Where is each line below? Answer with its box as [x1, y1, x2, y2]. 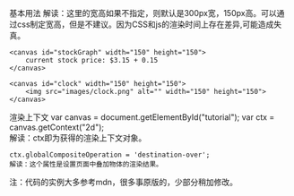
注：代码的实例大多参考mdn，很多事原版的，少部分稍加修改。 [9, 177, 238, 187]
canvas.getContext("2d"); [9, 122, 105, 132]
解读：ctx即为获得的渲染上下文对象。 [9, 132, 147, 143]
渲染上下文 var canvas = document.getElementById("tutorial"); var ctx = [9, 112, 275, 123]
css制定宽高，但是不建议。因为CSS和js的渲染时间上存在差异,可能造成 [16, 19, 274, 30]
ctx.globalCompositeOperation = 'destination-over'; [9, 150, 211, 159]
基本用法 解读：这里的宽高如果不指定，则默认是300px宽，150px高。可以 [9, 8, 277, 18]
